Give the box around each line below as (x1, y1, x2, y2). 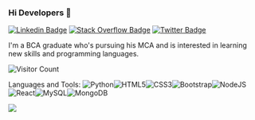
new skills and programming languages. (8, 49, 139, 59)
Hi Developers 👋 (8, 7, 72, 18)
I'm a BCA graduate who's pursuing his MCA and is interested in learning (8, 41, 247, 50)
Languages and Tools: (8, 79, 81, 90)
